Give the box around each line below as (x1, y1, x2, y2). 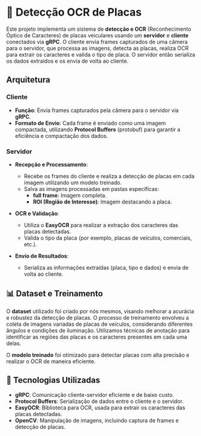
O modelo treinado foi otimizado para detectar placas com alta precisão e (6, 351, 190, 358)
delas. (6, 340, 22, 347)
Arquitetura (6, 75, 50, 85)
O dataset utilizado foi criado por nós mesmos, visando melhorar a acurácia (6, 307, 194, 315)
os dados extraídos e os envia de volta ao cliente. (6, 57, 129, 64)
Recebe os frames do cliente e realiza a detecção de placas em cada (23, 172, 195, 179)
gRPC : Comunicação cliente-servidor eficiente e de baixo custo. (14, 391, 175, 398)
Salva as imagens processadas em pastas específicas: (23, 185, 159, 192)
